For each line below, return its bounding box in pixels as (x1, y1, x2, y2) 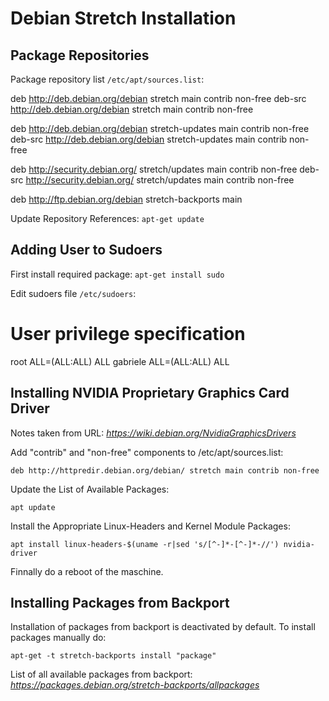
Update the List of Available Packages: (10, 483, 170, 495)
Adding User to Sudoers (10, 242, 163, 259)
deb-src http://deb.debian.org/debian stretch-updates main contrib (10, 133, 288, 145)
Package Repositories (10, 47, 150, 64)
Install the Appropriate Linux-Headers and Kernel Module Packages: (10, 520, 291, 532)
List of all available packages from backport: (10, 668, 193, 681)
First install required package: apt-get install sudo (10, 268, 225, 280)
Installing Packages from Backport (10, 594, 230, 611)
